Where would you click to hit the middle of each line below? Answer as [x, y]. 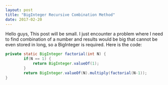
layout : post [19, 10]
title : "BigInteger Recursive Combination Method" [60, 15]
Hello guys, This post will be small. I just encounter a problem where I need [84, 34]
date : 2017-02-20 [24, 19]
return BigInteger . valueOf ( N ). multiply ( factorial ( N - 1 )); [86, 73]
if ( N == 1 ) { [38, 59]
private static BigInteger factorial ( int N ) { [56, 54]
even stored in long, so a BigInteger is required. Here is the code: [74, 45]
